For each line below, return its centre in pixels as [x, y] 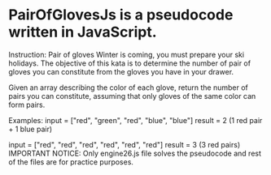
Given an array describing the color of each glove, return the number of [128, 87]
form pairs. [27, 105]
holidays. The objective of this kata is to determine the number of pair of [129, 63]
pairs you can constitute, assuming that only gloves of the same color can [132, 96]
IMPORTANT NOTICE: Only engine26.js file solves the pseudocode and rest [135, 153]
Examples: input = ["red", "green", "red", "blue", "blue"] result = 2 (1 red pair [135, 120]
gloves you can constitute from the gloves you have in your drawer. [121, 71]
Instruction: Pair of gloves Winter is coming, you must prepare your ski [127, 54]
